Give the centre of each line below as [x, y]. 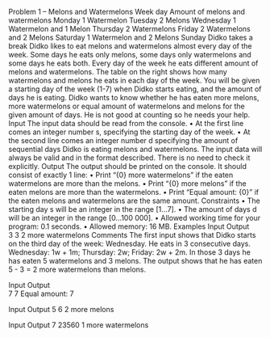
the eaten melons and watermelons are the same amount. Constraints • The [134, 201]
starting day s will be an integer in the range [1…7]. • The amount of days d [133, 209]
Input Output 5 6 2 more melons [61, 309]
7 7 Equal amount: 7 [41, 294]
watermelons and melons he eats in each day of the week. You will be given [134, 80]
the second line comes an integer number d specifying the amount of [123, 140]
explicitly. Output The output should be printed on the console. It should [128, 166]
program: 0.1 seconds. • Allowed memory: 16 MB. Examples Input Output [129, 226]
